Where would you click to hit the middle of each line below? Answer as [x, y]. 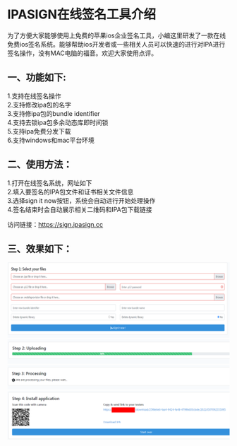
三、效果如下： [40, 248]
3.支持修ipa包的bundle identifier [54, 113]
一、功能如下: [37, 77]
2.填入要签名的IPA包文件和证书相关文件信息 [71, 192]
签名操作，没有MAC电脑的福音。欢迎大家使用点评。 [83, 53]
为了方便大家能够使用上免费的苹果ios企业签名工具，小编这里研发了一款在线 [117, 35]
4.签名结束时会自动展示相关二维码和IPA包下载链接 [80, 209]
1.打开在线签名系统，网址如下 [50, 183]
